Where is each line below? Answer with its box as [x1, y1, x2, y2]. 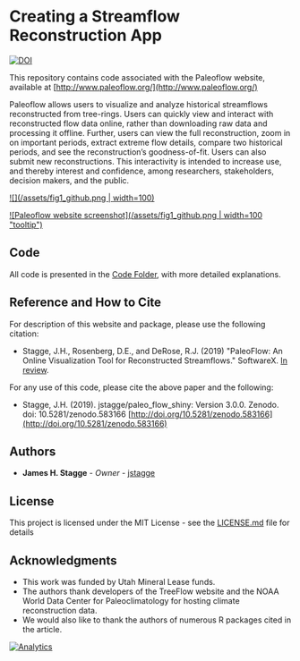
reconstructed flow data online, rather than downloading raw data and [9, 118, 268, 129]
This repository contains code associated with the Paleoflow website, [9, 72, 266, 82]
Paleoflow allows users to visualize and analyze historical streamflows [9, 98, 269, 109]
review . [21, 364, 49, 375]
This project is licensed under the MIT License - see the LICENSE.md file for [9, 517, 290, 529]
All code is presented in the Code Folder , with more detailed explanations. [9, 268, 281, 279]
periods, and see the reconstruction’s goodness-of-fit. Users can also [9, 146, 267, 157]
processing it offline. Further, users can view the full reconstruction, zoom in [9, 127, 291, 138]
